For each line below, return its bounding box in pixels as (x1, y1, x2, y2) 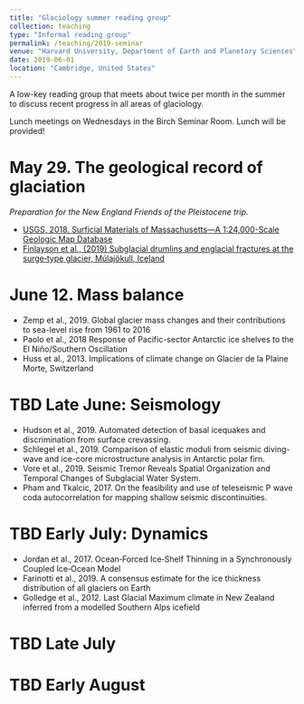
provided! (9, 125, 45, 136)
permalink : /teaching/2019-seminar (9, 38, 144, 48)
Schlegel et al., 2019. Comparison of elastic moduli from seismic (22, 443, 262, 454)
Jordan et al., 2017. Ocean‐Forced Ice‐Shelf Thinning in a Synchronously (22, 554, 292, 564)
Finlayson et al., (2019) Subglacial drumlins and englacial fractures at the (22, 243, 294, 254)
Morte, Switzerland (22, 362, 94, 373)
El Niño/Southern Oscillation (22, 343, 128, 354)
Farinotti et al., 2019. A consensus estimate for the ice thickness (22, 573, 261, 583)
